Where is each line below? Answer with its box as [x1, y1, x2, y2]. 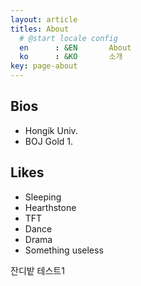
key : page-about [10, 61, 78, 71]
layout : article [10, 14, 78, 25]
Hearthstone [24, 201, 77, 213]
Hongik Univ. [24, 124, 78, 136]
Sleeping [24, 191, 62, 203]
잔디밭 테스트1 [10, 264, 65, 276]
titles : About [10, 24, 70, 34]
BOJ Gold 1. [24, 135, 74, 147]
